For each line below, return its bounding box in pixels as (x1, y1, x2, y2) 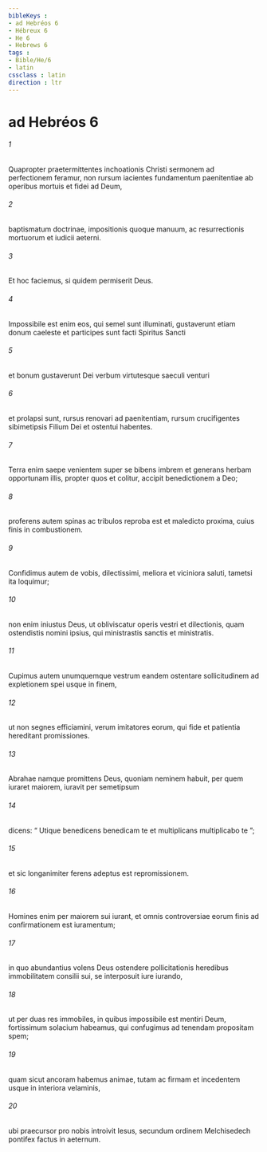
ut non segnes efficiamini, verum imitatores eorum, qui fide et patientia (8, 722, 241, 732)
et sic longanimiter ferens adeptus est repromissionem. (8, 868, 190, 878)
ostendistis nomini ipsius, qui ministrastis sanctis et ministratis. (8, 627, 214, 637)
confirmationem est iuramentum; (8, 920, 116, 929)
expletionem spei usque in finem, (8, 679, 117, 689)
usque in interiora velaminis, (8, 1083, 101, 1092)
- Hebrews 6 (8, 42, 48, 49)
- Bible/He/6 (8, 57, 52, 65)
